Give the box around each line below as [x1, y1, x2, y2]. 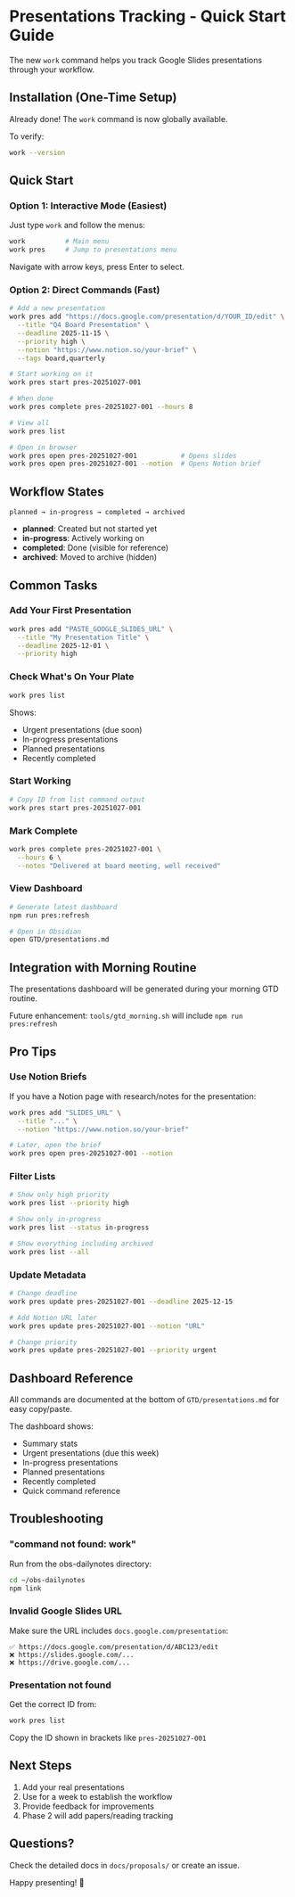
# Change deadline [9, 1289, 78, 1298]
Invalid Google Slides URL [9, 1605, 123, 1617]
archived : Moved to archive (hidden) [21, 552, 158, 563]
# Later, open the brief [9, 1141, 102, 1150]
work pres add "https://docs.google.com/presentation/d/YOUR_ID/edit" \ [9, 312, 285, 322]
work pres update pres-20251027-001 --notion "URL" [9, 1321, 205, 1330]
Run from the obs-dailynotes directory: [9, 1558, 152, 1569]
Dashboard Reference [9, 1370, 134, 1385]
